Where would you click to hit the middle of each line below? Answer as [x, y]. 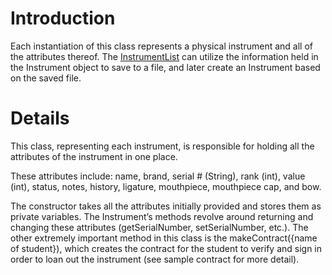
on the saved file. [46, 78]
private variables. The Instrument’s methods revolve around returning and [162, 216]
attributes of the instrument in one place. [94, 156]
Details [40, 118]
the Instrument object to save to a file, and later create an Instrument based [165, 67]
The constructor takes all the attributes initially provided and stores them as [166, 206]
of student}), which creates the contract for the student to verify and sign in [166, 248]
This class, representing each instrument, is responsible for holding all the [162, 146]
